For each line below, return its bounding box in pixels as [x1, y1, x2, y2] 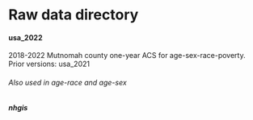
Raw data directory [8, 6, 139, 24]
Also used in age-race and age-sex [8, 77, 127, 87]
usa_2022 [8, 32, 43, 42]
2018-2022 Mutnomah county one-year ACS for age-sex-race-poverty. [8, 51, 246, 60]
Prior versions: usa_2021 [8, 59, 91, 69]
